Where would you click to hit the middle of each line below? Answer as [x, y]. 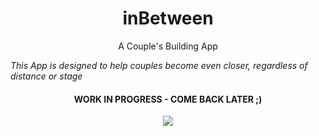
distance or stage [46, 76]
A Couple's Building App [168, 46]
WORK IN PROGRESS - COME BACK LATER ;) [168, 99]
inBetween [168, 18]
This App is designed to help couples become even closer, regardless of [159, 65]
